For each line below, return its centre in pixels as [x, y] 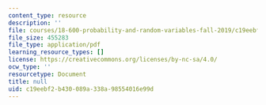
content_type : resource [47, 15]
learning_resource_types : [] [56, 52]
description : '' [35, 23]
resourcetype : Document [47, 74]
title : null [28, 81]
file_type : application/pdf [55, 45]
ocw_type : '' [30, 67]
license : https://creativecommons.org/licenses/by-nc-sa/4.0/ [113, 60]
